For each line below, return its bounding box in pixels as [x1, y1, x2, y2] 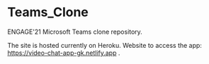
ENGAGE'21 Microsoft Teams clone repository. [7, 27, 143, 36]
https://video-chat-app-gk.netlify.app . [7, 49, 120, 57]
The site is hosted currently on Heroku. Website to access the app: [7, 41, 202, 49]
